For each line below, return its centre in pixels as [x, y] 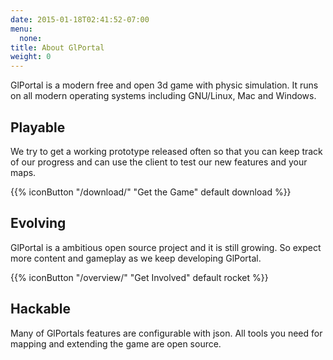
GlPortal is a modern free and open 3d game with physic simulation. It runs [164, 85]
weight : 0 [31, 57]
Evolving [38, 223]
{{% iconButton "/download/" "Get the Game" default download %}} [151, 192]
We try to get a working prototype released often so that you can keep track [166, 151]
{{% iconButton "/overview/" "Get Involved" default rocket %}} [139, 277]
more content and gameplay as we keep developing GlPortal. [136, 258]
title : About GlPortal [57, 47]
